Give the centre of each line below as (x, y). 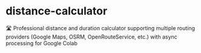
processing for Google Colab (42, 43)
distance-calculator (57, 11)
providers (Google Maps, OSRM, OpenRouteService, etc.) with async (92, 37)
